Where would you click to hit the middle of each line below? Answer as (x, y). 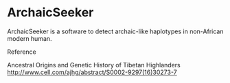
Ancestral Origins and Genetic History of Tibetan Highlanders (94, 65)
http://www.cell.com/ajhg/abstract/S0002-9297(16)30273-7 (92, 72)
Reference (22, 52)
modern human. (30, 38)
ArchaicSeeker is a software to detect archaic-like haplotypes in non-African (115, 31)
